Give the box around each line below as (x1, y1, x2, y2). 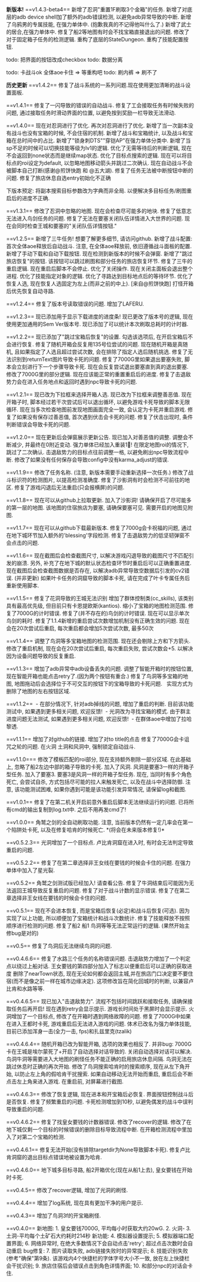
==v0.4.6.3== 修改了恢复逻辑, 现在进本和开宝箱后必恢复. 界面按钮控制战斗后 (6, 1091, 194, 1097)
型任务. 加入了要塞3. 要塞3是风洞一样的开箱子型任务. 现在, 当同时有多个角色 (6, 771, 192, 778)
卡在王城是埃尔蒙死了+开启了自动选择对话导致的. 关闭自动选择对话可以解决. (6, 1048, 192, 1055)
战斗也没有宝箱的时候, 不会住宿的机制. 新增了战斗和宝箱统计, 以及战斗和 (11, 129, 188, 137)
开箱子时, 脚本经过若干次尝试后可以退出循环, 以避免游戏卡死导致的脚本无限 (6, 399, 190, 405)
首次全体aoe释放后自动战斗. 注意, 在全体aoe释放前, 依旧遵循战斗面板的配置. (6, 243, 192, 249)
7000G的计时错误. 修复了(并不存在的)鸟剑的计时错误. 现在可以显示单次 (16, 610, 190, 617)
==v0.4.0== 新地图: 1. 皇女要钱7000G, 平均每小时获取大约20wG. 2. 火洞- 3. (6, 1225, 191, 1232)
